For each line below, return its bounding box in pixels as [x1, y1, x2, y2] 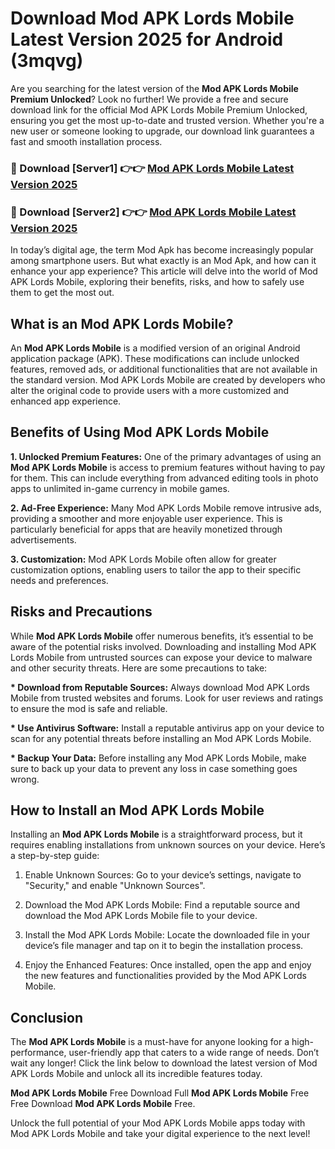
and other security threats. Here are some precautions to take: [10, 662, 268, 674]
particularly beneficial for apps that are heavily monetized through [10, 523, 283, 535]
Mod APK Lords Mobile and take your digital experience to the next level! [10, 1128, 311, 1140]
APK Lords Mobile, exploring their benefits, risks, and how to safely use [10, 276, 305, 288]
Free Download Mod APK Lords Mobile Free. [10, 1098, 196, 1110]
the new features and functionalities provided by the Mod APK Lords [24, 970, 307, 982]
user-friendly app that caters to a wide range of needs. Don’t [68, 1047, 320, 1059]
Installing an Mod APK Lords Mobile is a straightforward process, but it [10, 828, 303, 841]
